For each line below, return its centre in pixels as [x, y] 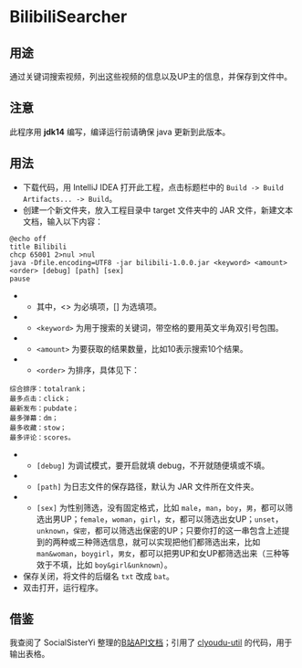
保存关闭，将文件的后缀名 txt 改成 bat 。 [99, 576]
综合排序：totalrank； [48, 389]
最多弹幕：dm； [34, 418]
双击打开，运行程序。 [62, 588]
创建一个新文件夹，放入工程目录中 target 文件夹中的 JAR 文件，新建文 [154, 210]
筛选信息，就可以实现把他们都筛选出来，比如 [177, 542]
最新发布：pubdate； [44, 408]
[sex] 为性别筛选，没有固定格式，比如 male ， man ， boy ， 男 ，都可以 [161, 507]
